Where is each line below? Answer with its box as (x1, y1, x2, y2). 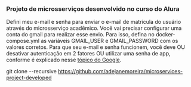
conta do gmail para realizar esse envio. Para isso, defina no (6, 31, 155, 38)
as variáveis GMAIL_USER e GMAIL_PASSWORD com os (41, 38, 178, 45)
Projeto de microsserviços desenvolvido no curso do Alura (6, 5, 180, 13)
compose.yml (6, 38, 40, 45)
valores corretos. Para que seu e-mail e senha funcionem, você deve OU (6, 44, 185, 51)
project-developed (6, 74, 52, 82)
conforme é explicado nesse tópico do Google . (6, 56, 122, 64)
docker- (156, 31, 175, 38)
